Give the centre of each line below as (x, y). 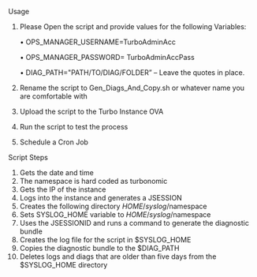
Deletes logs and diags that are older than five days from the (118, 256)
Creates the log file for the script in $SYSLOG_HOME (105, 240)
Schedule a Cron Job (54, 142)
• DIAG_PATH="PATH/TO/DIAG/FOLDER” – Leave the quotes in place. (132, 73)
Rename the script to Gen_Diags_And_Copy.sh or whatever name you (132, 88)
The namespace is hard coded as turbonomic (93, 181)
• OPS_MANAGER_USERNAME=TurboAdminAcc (97, 42)
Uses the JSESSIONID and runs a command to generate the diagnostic (134, 223)
